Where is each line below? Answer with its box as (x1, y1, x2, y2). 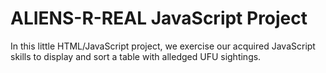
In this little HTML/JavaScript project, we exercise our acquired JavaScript (10, 40, 316, 52)
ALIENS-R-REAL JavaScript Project (10, 7, 308, 30)
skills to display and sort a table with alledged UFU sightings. (10, 50, 262, 62)
